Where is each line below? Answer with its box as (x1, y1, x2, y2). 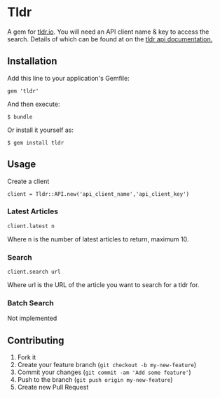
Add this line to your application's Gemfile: (7, 74, 130, 82)
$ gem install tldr (7, 139, 64, 146)
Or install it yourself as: (7, 126, 74, 134)
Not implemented (7, 314, 57, 323)
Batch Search (7, 298, 55, 308)
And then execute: (7, 100, 60, 108)
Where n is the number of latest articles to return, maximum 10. (7, 234, 189, 243)
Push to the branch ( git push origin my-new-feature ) (17, 376, 173, 384)
